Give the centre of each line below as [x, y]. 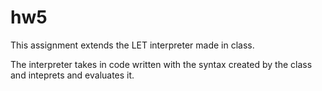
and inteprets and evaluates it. [72, 75]
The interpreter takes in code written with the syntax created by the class [161, 64]
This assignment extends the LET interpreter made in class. [132, 45]
